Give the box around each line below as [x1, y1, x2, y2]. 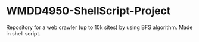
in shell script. [6, 30, 41, 37]
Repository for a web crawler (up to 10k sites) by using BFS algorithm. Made [6, 24, 193, 31]
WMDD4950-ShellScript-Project [6, 4, 171, 18]
